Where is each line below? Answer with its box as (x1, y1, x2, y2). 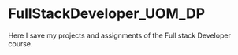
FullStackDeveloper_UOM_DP (8, 5, 206, 23)
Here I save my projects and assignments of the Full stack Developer (8, 31, 231, 40)
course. (8, 38, 33, 48)
